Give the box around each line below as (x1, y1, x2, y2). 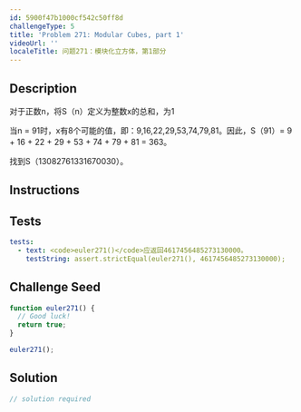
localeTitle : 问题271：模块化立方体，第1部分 (9, 47, 167, 56)
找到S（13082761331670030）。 (9, 155, 129, 166)
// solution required (9, 394, 92, 404)
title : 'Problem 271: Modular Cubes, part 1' (9, 30, 184, 39)
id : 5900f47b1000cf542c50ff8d (9, 13, 124, 23)
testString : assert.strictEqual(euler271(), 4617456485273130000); (25, 254, 286, 263)
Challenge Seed (9, 280, 102, 295)
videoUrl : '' (9, 38, 59, 48)
